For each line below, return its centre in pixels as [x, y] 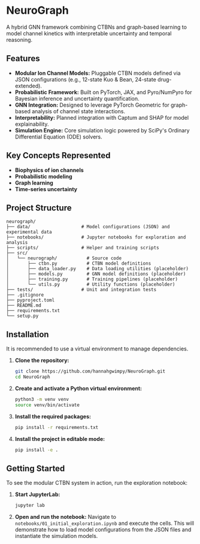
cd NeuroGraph [32, 377]
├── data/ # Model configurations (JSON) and [88, 227]
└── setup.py [22, 316]
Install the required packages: [53, 416]
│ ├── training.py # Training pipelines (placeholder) [92, 279]
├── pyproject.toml [31, 300]
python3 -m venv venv [42, 399]
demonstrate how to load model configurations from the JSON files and [103, 530]
